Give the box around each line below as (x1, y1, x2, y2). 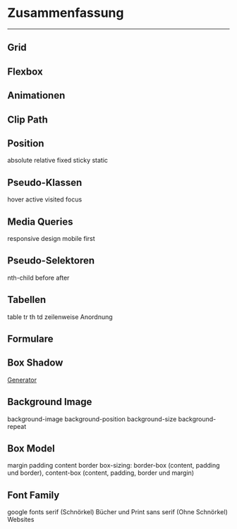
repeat (7, 422, 27, 430)
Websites (7, 516, 35, 524)
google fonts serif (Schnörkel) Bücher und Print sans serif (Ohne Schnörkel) (7, 508, 228, 516)
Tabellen (7, 294, 47, 306)
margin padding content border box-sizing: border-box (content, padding (7, 461, 220, 470)
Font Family (7, 489, 60, 501)
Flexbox (7, 66, 44, 77)
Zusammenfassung (7, 5, 124, 21)
